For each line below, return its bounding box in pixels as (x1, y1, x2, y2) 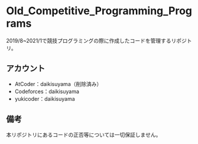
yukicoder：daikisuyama (14, 95, 75, 102)
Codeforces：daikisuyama (14, 88, 80, 95)
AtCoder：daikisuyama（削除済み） (14, 80, 102, 87)
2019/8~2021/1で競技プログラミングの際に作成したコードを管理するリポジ (6, 37, 187, 44)
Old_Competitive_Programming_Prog (6, 4, 193, 18)
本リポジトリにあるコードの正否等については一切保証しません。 (6, 131, 161, 138)
